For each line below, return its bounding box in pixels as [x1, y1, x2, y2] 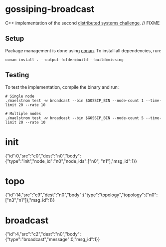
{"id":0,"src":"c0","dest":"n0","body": [5, 153, 81, 159]
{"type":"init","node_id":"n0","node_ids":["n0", [5, 158, 100, 164]
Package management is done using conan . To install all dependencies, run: [5, 47, 162, 53]
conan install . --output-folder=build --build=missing [5, 57, 124, 62]
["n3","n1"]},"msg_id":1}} [5, 197, 55, 203]
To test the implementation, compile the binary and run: [5, 84, 119, 90]
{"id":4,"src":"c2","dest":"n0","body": [5, 231, 81, 237]
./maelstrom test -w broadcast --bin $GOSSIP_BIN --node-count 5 [5, 116, 144, 121]
